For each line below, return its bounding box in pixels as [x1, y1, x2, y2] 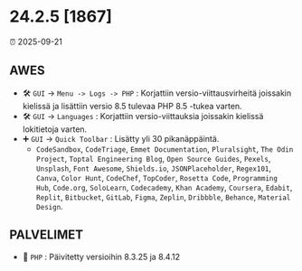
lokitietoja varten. [22, 124, 88, 135]
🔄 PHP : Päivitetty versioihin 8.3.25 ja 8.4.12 [22, 251, 181, 262]
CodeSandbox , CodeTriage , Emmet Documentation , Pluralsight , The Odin [35, 143, 294, 154]
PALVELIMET [9, 228, 84, 243]
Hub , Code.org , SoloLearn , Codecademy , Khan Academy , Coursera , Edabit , [35, 182, 293, 192]
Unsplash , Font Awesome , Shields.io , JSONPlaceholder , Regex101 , [35, 163, 272, 173]
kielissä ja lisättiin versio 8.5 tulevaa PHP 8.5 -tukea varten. [22, 100, 242, 111]
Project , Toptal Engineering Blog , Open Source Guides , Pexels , [35, 153, 271, 164]
